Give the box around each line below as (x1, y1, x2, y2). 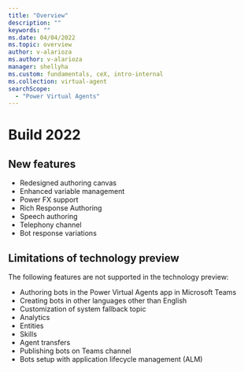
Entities (19, 321, 44, 331)
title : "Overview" (8, 11, 68, 20)
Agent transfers (19, 338, 71, 348)
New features (8, 157, 76, 170)
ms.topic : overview (8, 41, 72, 49)
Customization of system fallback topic (19, 304, 146, 314)
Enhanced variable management (19, 187, 125, 196)
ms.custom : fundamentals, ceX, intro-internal (8, 70, 164, 78)
